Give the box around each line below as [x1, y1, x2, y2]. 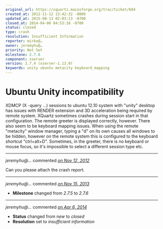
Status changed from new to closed [12, 214, 85, 219]
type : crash [5, 30, 30, 34]
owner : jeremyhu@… [5, 43, 43, 48]
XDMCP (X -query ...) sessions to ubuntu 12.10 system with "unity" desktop [5, 102, 155, 108]
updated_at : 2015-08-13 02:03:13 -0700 [5, 16, 86, 21]
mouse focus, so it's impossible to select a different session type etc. [5, 143, 144, 149]
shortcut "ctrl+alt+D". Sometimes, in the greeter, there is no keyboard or [5, 138, 149, 144]
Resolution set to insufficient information [12, 218, 95, 224]
